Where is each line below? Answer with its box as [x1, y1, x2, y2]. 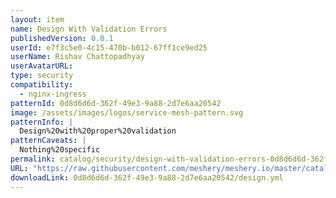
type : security [10, 71, 74, 81]
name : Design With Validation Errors [10, 24, 168, 34]
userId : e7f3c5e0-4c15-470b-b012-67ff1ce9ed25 [10, 42, 208, 53]
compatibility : [10, 80, 74, 90]
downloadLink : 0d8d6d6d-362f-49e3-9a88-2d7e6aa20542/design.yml [10, 172, 284, 183]
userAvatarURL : [10, 61, 74, 71]
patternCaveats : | [10, 136, 87, 146]
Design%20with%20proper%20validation [19, 126, 177, 136]
